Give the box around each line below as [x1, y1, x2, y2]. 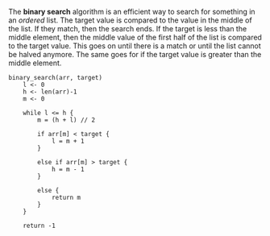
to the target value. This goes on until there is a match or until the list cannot [8, 41, 262, 51]
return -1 [23, 222, 56, 230]
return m [51, 193, 81, 201]
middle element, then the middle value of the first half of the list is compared [8, 32, 262, 42]
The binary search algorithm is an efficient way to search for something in [8, 7, 255, 16]
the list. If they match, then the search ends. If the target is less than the [8, 24, 247, 33]
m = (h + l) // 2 [37, 116, 95, 124]
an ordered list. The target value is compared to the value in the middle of [8, 15, 252, 25]
